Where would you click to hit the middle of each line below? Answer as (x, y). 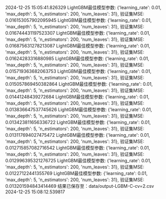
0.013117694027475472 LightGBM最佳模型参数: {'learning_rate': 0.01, (78, 135)
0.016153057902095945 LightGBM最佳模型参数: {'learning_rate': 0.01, (78, 20)
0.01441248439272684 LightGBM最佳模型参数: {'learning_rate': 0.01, (77, 97)
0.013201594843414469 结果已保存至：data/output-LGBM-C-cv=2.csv (80, 186)
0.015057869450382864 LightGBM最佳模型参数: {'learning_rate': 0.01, (79, 84)
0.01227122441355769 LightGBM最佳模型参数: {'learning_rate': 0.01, (76, 173)
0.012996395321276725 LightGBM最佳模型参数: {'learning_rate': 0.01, (78, 160)
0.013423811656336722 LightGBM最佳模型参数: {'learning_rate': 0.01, (78, 122)
